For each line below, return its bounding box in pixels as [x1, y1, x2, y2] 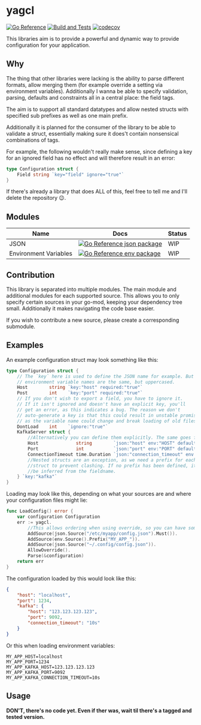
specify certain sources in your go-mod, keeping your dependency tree [6, 298, 182, 305]
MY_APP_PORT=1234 [6, 658, 50, 665]
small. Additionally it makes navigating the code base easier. [6, 305, 155, 312]
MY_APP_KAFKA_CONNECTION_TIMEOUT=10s [6, 675, 100, 681]
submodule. [6, 323, 36, 330]
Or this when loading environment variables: [6, 642, 115, 649]
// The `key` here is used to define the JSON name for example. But [17, 373, 194, 379]
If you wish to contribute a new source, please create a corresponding [6, 316, 179, 323]
